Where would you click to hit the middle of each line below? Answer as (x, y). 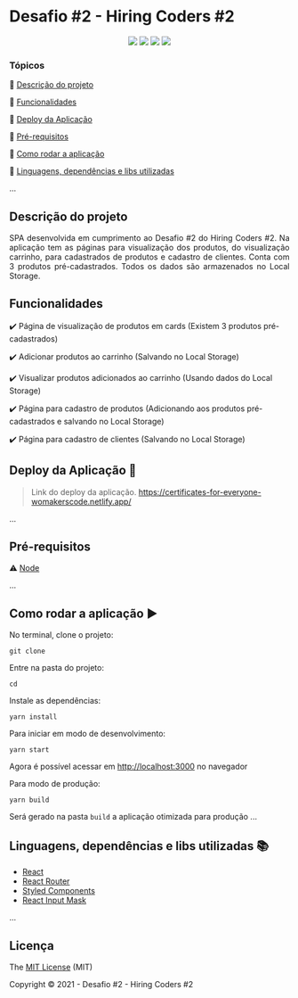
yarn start (29, 750)
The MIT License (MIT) (51, 967)
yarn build (29, 800)
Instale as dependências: (55, 701)
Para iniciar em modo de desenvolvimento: (88, 734)
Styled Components (59, 891)
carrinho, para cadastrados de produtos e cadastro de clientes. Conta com (149, 257)
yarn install (33, 717)
